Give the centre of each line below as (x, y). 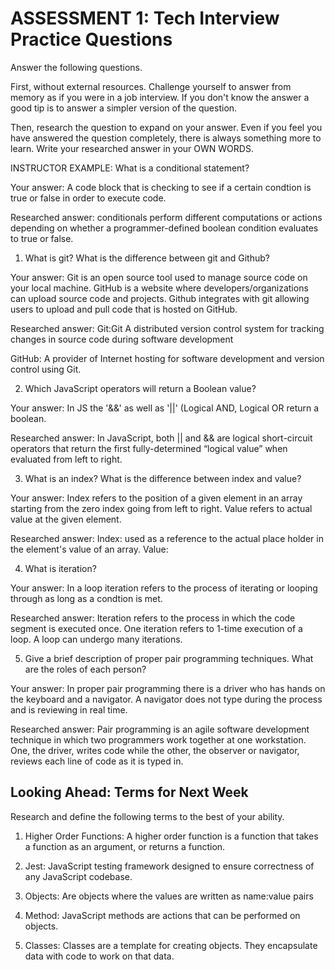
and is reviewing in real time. (69, 709)
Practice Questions (91, 39)
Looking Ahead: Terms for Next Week (129, 792)
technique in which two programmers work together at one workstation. (158, 739)
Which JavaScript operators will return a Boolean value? (140, 388)
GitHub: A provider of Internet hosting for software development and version (167, 358)
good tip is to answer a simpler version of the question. (124, 108)
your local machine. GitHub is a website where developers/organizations (159, 288)
